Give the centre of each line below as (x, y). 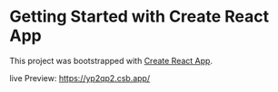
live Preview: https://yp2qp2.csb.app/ (80, 78)
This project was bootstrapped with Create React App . (111, 60)
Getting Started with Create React (139, 17)
